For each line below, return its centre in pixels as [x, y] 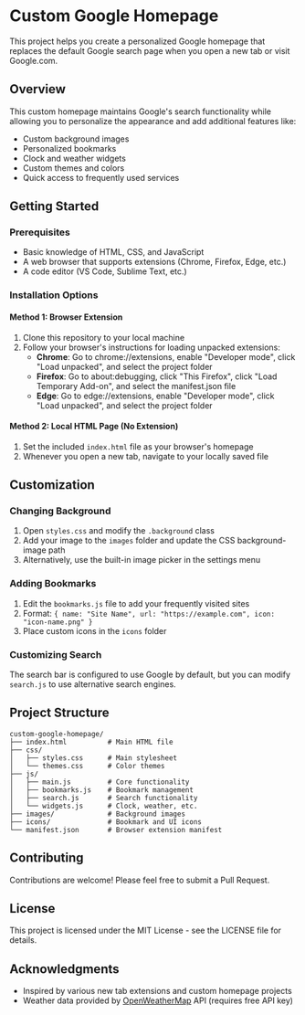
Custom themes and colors [74, 168]
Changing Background [60, 511]
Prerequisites [40, 232]
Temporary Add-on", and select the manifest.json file [136, 386]
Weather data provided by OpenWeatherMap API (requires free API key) [158, 1000]
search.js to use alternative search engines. [93, 684]
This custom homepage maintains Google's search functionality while [141, 111]
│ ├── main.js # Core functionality [100, 782]
